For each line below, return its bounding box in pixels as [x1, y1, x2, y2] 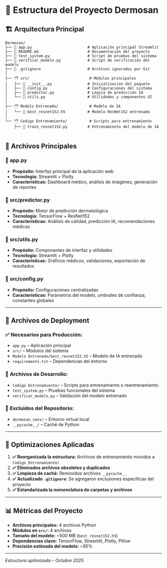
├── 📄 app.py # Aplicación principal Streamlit [5, 45, 159, 50]
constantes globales [12, 297, 54, 303]
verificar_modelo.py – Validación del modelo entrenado [12, 392, 127, 399]
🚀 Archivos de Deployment [5, 316, 89, 325]
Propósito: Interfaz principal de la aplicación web [12, 168, 114, 174]
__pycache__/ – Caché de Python [12, 422, 80, 427]
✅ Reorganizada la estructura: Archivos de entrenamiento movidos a [12, 454, 155, 460]
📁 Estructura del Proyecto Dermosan [5, 4, 159, 16]
